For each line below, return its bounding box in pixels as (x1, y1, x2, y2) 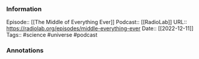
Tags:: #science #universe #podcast (6, 31, 98, 39)
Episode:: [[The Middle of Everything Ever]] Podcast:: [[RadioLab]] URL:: (6, 19, 187, 26)
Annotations (6, 46, 44, 55)
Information (6, 5, 42, 13)
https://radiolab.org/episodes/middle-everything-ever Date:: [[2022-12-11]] (6, 25, 194, 32)
